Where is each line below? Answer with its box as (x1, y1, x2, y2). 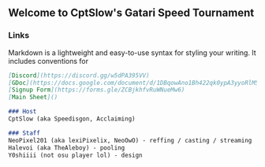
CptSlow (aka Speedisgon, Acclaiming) (8, 115, 136, 123)
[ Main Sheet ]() (8, 94, 58, 102)
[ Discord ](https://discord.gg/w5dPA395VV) (8, 71, 150, 80)
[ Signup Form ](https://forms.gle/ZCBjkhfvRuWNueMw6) (8, 86, 185, 94)
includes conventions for (8, 56, 89, 65)
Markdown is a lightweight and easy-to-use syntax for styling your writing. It (8, 47, 256, 58)
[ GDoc (8, 79, 26, 87)
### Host (8, 108, 37, 116)
